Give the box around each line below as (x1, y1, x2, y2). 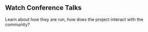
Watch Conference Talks (5, 4, 82, 12)
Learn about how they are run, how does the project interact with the (5, 16, 144, 22)
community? (5, 21, 30, 27)
